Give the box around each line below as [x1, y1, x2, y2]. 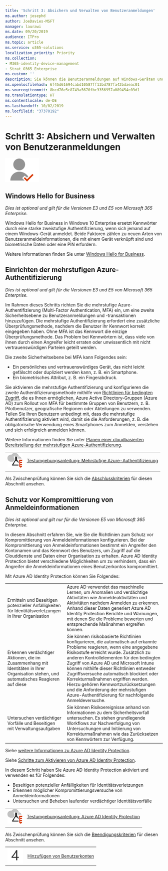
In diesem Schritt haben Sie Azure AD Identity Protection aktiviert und [5, 767, 149, 773]
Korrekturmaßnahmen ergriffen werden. [66, 676, 149, 682]
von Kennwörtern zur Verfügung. [66, 736, 134, 742]
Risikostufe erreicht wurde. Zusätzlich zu [66, 649, 151, 655]
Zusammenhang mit [7, 660, 48, 666]
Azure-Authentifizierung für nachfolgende [66, 692, 154, 698]
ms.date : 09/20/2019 [5, 29, 48, 35]
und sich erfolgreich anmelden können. [5, 427, 86, 433]
